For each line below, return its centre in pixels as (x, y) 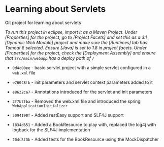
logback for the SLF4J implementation (51, 130)
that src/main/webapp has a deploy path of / (50, 58)
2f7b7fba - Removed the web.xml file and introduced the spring (76, 101)
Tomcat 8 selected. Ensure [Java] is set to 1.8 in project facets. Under (76, 48)
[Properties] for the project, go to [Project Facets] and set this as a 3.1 (76, 37)
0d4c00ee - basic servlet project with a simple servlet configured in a (82, 68)
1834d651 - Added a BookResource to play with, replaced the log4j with (84, 124)
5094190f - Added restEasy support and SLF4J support (68, 115)
